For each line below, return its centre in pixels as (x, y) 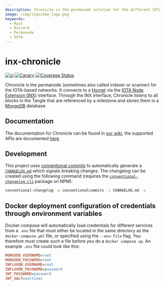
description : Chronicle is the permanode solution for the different (78, 10)
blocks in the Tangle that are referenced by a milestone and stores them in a (82, 100)
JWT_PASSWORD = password (28, 274)
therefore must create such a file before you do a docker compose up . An (78, 241)
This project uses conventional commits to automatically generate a (73, 166)
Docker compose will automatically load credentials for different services (79, 225)
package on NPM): (54, 181)
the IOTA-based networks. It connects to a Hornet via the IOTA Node (74, 90)
